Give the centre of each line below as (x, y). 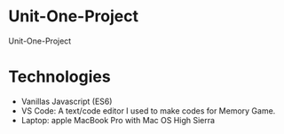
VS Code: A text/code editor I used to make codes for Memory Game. (148, 110)
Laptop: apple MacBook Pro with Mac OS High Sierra (118, 120)
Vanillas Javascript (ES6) (67, 101)
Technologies (60, 77)
